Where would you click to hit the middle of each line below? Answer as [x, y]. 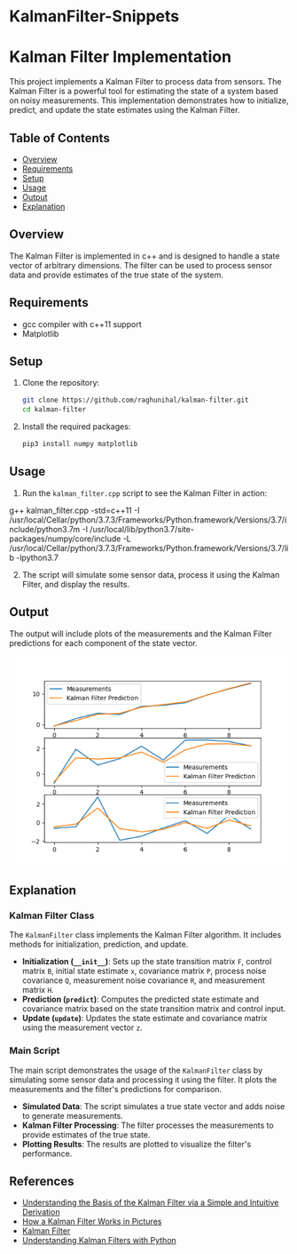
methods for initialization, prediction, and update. [99, 945]
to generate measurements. [73, 1115]
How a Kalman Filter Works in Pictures [92, 1222]
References [42, 1181]
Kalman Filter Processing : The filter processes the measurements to [148, 1125]
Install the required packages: [76, 427]
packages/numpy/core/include [65, 539]
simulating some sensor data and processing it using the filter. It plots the [143, 1079]
